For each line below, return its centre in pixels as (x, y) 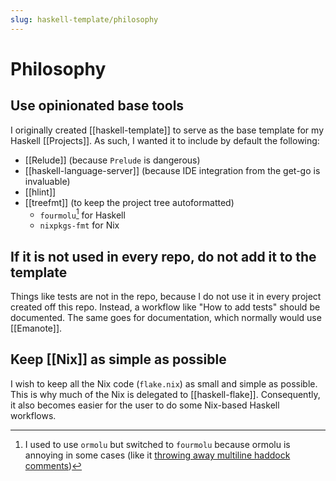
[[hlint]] (40, 192)
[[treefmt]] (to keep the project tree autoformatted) (129, 202)
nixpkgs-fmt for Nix (79, 225)
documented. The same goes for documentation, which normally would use (166, 318)
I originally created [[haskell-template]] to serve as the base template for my (167, 130)
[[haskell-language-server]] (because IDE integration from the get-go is (172, 170)
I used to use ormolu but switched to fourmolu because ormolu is (157, 444)
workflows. (33, 415)
